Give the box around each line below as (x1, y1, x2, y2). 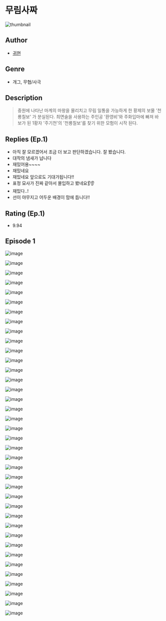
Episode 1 (5, 237, 36, 246)
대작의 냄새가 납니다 (12, 155, 51, 161)
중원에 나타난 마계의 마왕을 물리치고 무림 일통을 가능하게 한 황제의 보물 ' (17, 107, 157, 113)
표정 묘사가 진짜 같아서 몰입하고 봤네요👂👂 (12, 180, 94, 186)
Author (5, 36, 27, 45)
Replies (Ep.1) (5, 135, 48, 143)
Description (5, 93, 42, 102)
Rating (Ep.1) (5, 209, 45, 218)
